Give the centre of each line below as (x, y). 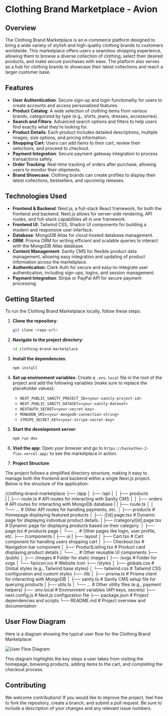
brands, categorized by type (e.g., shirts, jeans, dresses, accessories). (85, 116)
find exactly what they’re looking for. (50, 126)
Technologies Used (36, 196)
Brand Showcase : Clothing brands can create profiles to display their (84, 175)
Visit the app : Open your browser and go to (57, 448)
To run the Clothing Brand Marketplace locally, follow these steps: (73, 311)
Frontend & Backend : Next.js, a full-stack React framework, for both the (87, 208)
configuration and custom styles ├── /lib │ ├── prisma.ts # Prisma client (81, 573)
